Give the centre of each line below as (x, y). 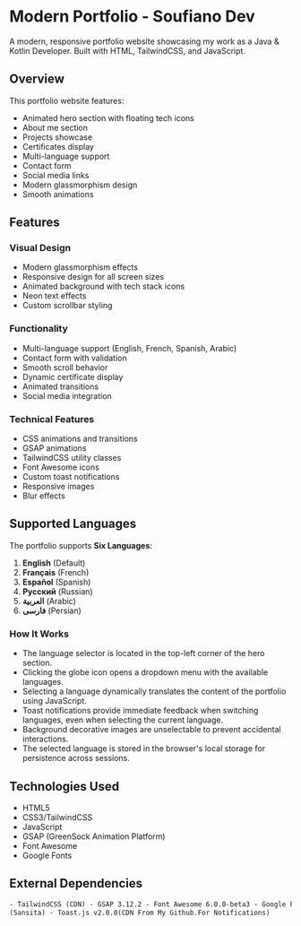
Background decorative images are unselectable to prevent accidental (151, 730)
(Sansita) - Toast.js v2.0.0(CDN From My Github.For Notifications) (140, 913)
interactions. (45, 739)
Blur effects (43, 496)
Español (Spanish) (56, 582)
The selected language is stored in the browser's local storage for (144, 749)
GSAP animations (54, 448)
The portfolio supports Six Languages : (81, 545)
